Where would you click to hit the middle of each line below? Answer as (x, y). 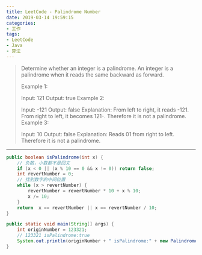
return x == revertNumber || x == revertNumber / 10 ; (87, 208)
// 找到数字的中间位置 (41, 180)
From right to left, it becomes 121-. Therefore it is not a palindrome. (103, 116)
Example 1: (34, 86)
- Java (14, 46)
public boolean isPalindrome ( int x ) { (55, 157)
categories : (21, 23)
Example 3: (35, 122)
